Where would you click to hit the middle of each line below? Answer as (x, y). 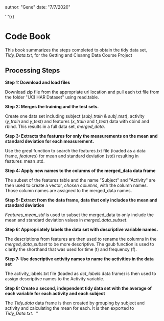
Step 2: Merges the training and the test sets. (52, 106)
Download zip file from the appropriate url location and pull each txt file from (82, 92)
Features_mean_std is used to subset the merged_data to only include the (80, 215)
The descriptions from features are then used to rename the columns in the (81, 239)
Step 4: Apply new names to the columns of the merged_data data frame (80, 171)
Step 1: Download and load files (37, 82)
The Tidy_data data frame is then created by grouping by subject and (75, 303)
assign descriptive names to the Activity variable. (55, 278)
